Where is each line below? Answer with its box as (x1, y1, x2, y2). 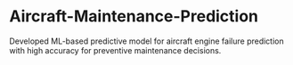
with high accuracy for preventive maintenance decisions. (9, 45, 222, 55)
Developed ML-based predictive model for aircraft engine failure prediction (9, 36, 285, 46)
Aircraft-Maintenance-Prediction (9, 6, 259, 27)
